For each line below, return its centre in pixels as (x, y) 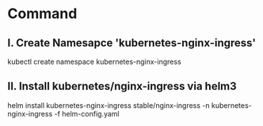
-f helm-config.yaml (87, 113)
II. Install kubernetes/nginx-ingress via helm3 (122, 86)
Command (42, 14)
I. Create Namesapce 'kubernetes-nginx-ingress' (132, 43)
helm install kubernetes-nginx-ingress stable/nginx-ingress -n (109, 105)
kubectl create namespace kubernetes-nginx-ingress (94, 61)
